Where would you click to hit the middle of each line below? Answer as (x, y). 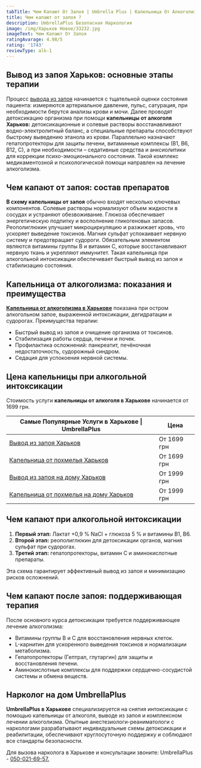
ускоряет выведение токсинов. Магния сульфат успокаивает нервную (96, 233)
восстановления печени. (47, 663)
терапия (22, 605)
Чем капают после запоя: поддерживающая (94, 596)
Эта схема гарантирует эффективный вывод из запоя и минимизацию (96, 571)
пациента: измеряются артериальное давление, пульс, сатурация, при (97, 105)
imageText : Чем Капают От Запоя (46, 34)
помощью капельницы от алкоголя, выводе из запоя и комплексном (94, 715)
